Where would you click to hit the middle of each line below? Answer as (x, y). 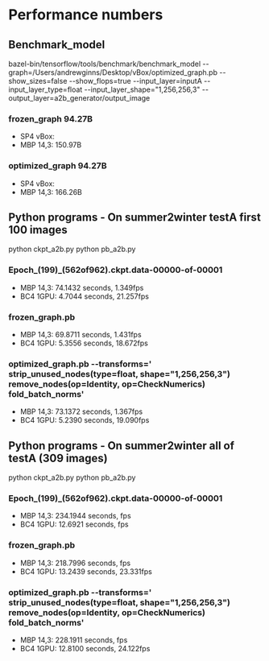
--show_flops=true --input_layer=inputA (136, 81)
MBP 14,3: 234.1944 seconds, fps (75, 516)
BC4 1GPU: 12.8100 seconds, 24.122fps (85, 649)
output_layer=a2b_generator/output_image (79, 98)
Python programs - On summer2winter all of (122, 446)
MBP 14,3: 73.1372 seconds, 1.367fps (81, 411)
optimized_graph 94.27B (58, 166)
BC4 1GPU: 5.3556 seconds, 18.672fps (84, 343)
